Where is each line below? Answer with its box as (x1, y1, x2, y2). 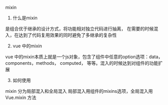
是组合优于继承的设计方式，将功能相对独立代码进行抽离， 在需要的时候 (5, 25, 154, 32)
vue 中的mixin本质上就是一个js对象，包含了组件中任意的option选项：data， (5, 54, 163, 60)
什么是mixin (12, 15, 38, 21)
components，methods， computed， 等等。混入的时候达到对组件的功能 (5, 60, 159, 66)
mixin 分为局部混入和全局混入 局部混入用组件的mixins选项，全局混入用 (5, 88, 153, 94)
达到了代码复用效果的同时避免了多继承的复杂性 (18, 32, 117, 38)
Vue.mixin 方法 (5, 94, 37, 100)
